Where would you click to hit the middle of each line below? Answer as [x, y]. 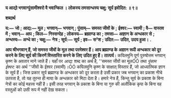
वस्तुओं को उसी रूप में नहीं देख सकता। [37, 90]
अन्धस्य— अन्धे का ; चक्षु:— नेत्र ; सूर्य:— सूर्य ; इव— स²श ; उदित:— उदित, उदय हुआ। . [78, 40]
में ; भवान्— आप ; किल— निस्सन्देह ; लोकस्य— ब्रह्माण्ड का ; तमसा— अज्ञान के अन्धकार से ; [80, 34]
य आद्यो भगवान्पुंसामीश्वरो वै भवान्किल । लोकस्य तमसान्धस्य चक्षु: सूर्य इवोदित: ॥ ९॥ [72, 8]
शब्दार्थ [10, 18]
